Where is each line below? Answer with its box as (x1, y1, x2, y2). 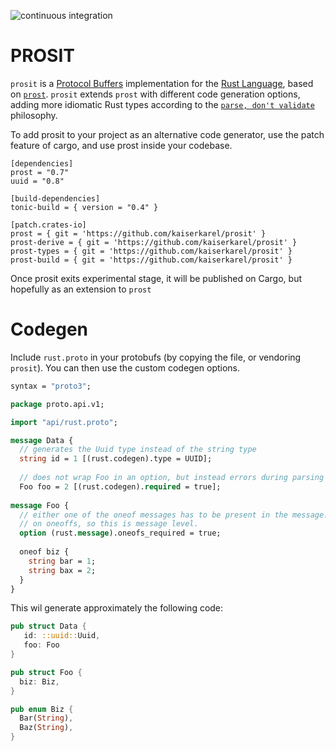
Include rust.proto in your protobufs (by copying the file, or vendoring (10, 351, 302, 363)
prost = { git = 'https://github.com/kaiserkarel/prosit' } (10, 228, 267, 239)
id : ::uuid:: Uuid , (23, 631, 101, 641)
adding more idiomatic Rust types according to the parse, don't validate (10, 98, 315, 110)
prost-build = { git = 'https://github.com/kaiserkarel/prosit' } (10, 255, 293, 265)
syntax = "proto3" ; (10, 381, 92, 391)
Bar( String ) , (19, 713, 74, 724)
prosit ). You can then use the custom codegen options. (10, 361, 241, 374)
